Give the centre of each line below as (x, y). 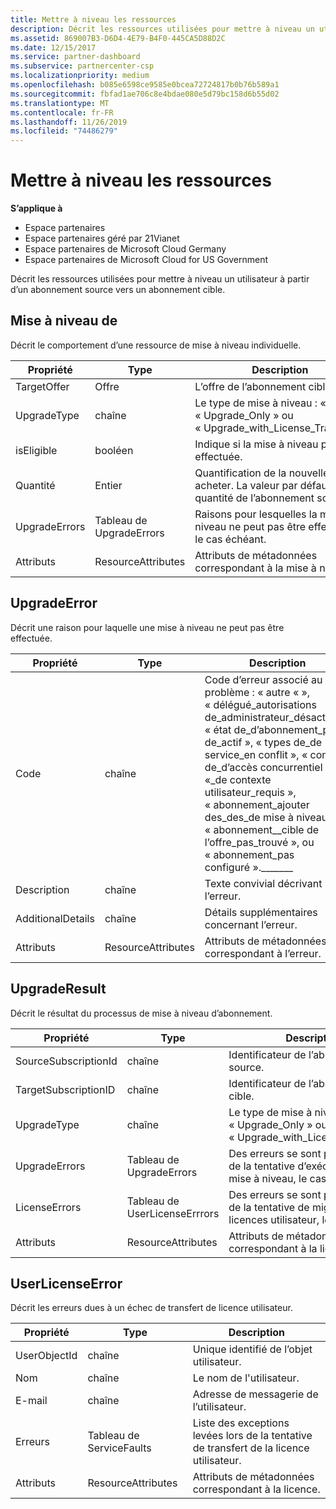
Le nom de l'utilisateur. (246, 1378)
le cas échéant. (230, 539)
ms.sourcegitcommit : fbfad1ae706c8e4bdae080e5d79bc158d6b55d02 (145, 94)
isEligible (36, 450)
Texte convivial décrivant (263, 883)
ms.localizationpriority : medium (80, 76)
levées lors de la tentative (252, 1436)
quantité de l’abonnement (254, 498)
